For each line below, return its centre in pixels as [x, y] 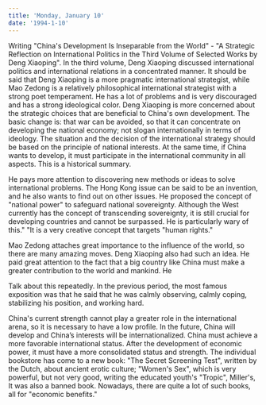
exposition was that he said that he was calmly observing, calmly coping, [128, 294]
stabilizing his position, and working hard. [76, 303]
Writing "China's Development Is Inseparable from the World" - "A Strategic [132, 45]
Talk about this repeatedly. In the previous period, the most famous [118, 286]
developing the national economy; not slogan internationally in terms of [124, 130]
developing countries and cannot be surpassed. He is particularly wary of [129, 221]
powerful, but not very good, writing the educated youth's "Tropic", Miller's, [132, 377]
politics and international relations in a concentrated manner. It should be [127, 71]
